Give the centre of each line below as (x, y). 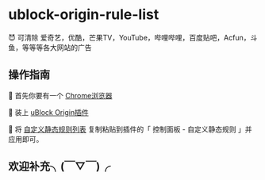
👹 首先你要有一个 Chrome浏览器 (60, 95)
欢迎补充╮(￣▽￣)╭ (60, 167)
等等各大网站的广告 (60, 47)
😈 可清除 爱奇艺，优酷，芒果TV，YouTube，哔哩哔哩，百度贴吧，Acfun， (129, 37)
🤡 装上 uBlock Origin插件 (48, 112)
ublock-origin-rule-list (84, 15)
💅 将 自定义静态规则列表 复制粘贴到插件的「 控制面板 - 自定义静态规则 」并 (130, 129)
